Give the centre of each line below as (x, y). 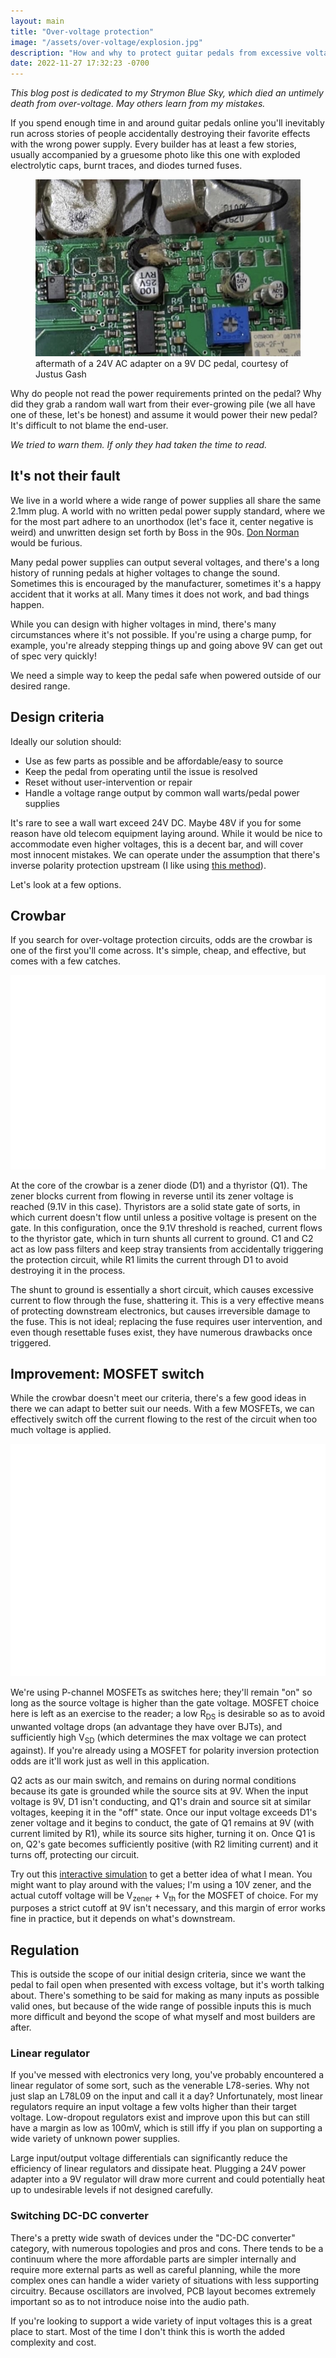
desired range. (40, 686)
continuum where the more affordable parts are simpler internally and (153, 2259)
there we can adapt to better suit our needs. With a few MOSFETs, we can (162, 1409)
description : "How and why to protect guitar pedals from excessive (156, 53)
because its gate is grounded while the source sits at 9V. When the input (159, 1791)
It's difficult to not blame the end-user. (89, 425)
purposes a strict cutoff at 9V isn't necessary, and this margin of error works (168, 1908)
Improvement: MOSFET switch (107, 1373)
